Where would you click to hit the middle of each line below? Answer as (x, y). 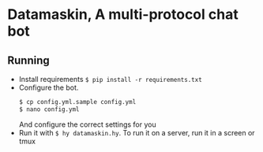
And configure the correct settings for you (87, 124)
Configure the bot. (49, 87)
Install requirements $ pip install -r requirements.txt (110, 79)
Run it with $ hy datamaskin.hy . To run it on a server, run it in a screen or (137, 132)
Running (29, 60)
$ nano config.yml (49, 109)
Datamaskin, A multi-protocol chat (123, 15)
